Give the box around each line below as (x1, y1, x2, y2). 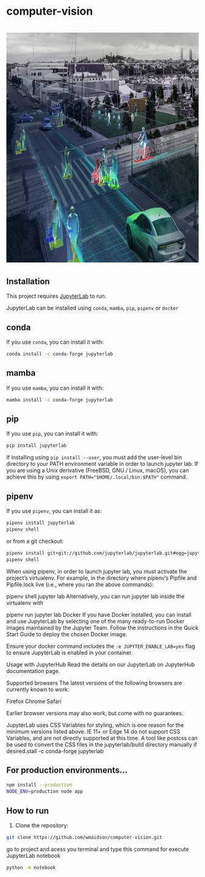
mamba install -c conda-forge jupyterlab (6, 397, 113, 403)
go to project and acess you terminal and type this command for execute (6, 845, 189, 852)
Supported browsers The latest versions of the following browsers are (6, 679, 182, 686)
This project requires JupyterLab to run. (6, 292, 107, 300)
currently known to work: (6, 685, 70, 693)
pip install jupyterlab (6, 442, 67, 449)
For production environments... (6, 765, 128, 775)
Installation (6, 276, 50, 286)
